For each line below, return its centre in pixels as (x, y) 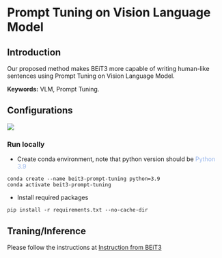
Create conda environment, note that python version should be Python (116, 159)
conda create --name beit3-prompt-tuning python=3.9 (84, 179)
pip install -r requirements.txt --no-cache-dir (78, 210)
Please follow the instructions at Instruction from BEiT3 (84, 247)
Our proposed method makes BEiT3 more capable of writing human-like (108, 69)
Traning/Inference (47, 231)
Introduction (34, 52)
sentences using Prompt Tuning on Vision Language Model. (91, 76)
